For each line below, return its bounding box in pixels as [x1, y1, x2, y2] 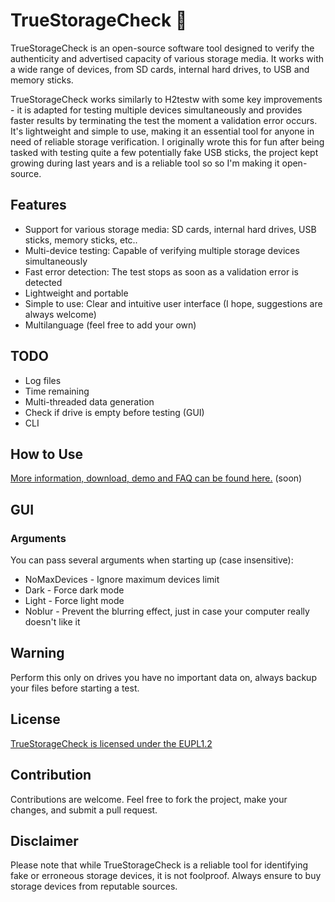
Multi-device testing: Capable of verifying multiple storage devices [24, 244, 300, 256]
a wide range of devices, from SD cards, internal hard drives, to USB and [10, 63, 310, 75]
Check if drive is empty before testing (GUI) [24, 406, 205, 418]
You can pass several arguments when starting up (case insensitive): [10, 554, 294, 566]
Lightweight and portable [24, 287, 129, 299]
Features [10, 197, 67, 214]
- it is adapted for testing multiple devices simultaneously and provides [10, 104, 303, 116]
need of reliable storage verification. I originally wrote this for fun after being [10, 135, 325, 148]
